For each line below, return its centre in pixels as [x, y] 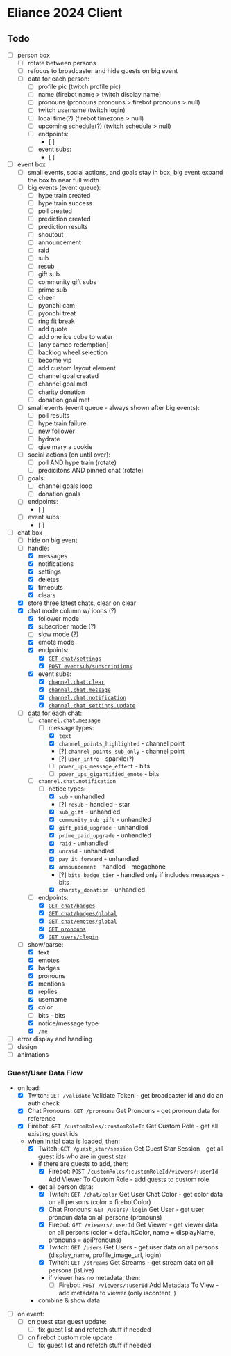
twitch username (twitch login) [82, 110]
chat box [30, 532]
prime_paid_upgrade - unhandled [105, 835]
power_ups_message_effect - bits [104, 766]
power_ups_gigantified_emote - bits [109, 774]
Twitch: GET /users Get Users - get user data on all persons [133, 1247]
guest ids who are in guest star [82, 1156]
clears [47, 595]
